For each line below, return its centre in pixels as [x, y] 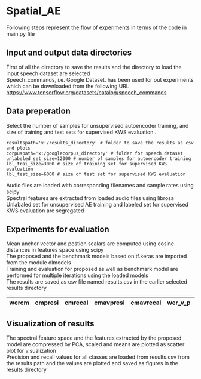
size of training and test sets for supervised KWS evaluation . [81, 132]
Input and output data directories [69, 53]
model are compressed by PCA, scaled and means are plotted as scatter [95, 344]
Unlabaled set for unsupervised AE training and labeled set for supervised [97, 204]
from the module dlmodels [39, 263]
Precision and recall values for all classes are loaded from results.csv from [98, 357]
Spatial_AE [33, 11]
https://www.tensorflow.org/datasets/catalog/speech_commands [86, 92]
